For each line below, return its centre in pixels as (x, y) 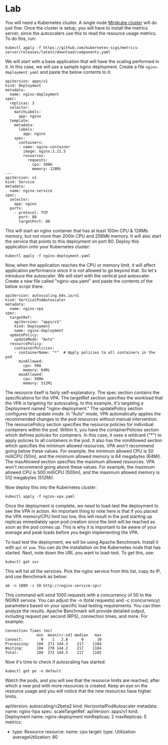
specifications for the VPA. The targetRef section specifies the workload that (84, 398)
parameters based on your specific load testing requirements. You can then (83, 605)
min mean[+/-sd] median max (69, 635)
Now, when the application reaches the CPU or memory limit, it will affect (80, 265)
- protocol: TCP (31, 213)
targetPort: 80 (34, 221)
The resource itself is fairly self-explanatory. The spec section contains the (82, 392)
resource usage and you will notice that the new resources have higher (78, 691)
